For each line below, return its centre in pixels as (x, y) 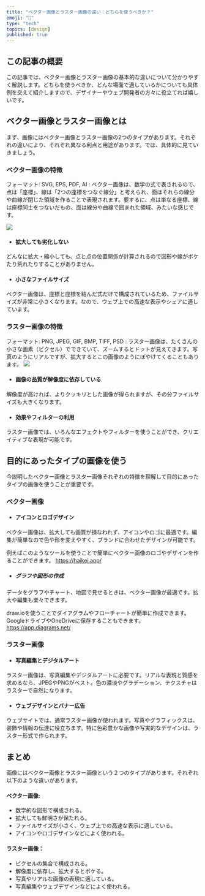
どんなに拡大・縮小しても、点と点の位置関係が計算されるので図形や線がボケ (102, 256)
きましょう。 (22, 152)
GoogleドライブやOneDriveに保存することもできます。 (75, 621)
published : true (27, 35)
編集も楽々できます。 (43, 600)
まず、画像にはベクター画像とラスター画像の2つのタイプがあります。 (93, 137)
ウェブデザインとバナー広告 (50, 705)
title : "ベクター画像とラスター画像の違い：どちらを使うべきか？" (80, 12)
